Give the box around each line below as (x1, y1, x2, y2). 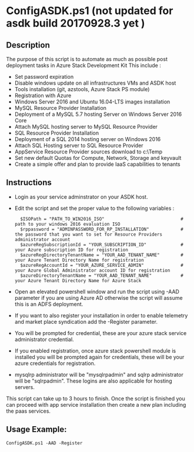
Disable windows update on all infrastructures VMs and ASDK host (14, 79, 176, 86)
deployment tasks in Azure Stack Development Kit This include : (6, 62, 162, 69)
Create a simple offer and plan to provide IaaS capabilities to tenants (14, 160, 180, 168)
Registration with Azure (14, 92, 72, 99)
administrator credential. (14, 336, 75, 343)
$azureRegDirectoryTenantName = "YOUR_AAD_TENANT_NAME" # (20, 252, 183, 258)
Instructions (6, 178, 52, 188)
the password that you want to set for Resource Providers (14, 231, 163, 237)
